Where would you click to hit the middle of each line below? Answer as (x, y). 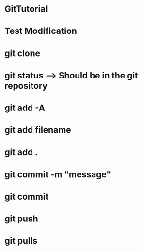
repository (26, 86)
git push (21, 219)
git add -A (25, 108)
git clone (23, 53)
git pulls (21, 241)
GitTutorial (26, 9)
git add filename (38, 130)
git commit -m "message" (58, 174)
